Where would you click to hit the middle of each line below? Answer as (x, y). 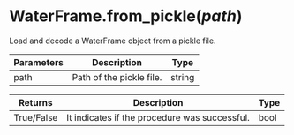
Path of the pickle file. (117, 77)
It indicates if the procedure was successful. (158, 117)
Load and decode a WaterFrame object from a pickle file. (113, 41)
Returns (36, 102)
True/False (36, 117)
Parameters (38, 62)
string (183, 77)
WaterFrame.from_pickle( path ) (126, 16)
